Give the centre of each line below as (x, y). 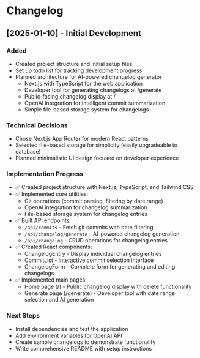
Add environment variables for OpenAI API (69, 335)
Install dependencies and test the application (72, 329)
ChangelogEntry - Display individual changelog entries (93, 254)
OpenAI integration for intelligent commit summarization (95, 103)
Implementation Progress (45, 174)
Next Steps (23, 316)
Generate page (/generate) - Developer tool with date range (100, 293)
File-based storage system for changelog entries (86, 214)
